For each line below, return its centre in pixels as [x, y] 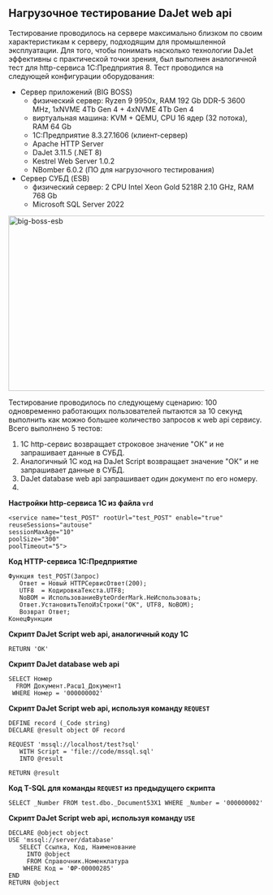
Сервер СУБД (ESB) [55, 178]
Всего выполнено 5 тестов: [56, 428]
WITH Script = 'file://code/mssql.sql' [87, 751]
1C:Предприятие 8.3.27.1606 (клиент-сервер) [110, 135]
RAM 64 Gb [52, 126]
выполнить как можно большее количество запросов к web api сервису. [135, 419]
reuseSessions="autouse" [50, 525]
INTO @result [41, 758]
